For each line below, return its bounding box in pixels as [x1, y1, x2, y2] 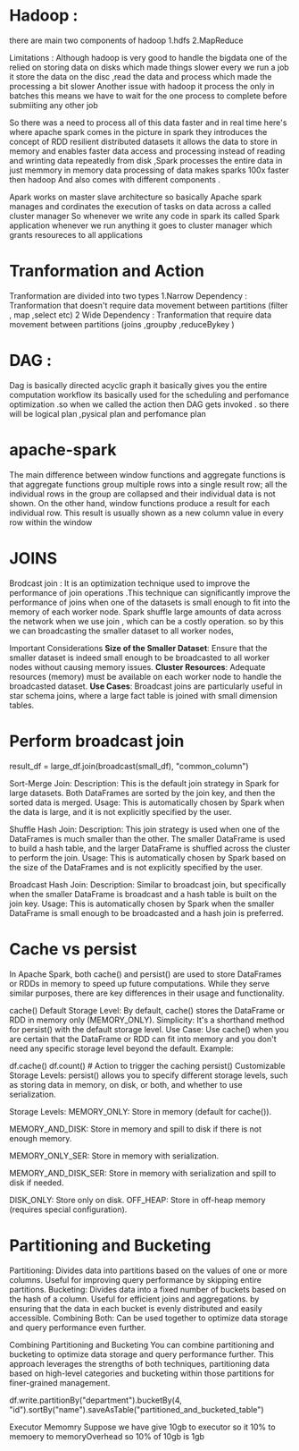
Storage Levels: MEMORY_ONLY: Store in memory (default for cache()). [9, 1106, 272, 1116]
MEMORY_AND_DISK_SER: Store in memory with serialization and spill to [9, 1167, 277, 1178]
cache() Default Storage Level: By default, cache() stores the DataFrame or [9, 1005, 286, 1015]
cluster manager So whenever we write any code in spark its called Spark [9, 210, 280, 221]
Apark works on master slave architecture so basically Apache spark [9, 191, 262, 202]
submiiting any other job [9, 99, 98, 110]
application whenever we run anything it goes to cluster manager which [9, 220, 273, 231]
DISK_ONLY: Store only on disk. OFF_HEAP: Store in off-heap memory [9, 1194, 266, 1205]
